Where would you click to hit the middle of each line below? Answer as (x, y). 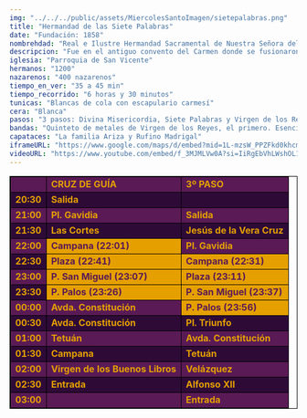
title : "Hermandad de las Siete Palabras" (91, 26)
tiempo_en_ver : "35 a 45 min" (67, 86)
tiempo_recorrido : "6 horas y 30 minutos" (91, 94)
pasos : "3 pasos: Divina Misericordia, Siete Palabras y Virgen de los (148, 120)
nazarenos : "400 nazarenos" (63, 78)
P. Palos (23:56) (222, 307)
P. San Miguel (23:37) (234, 291)
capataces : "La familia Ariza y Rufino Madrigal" (106, 137)
